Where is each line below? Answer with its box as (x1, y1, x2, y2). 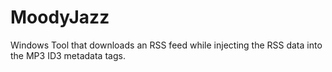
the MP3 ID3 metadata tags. (10, 49, 126, 61)
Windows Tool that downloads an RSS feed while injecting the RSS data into (10, 39, 323, 51)
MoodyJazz (10, 6, 110, 29)
